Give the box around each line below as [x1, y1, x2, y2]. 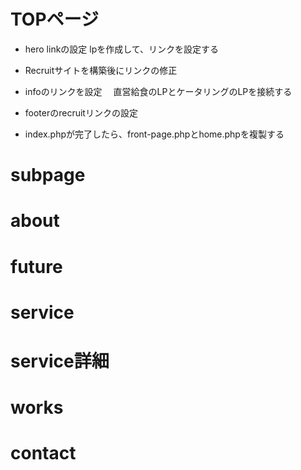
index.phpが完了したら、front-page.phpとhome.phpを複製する [24, 128, 285, 140]
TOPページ [10, 8, 99, 31]
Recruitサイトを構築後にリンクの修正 [24, 64, 178, 76]
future [10, 255, 63, 278]
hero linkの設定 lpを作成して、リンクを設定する [24, 43, 220, 55]
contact [10, 442, 77, 465]
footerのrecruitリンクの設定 [24, 106, 138, 119]
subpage [10, 164, 86, 187]
